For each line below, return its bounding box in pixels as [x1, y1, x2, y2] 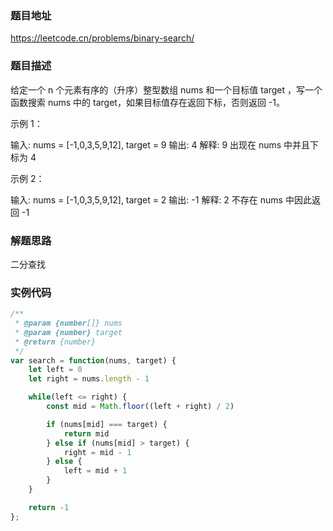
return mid [63, 428, 110, 439]
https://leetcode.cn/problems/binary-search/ [10, 32, 195, 44]
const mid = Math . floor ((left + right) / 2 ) [46, 402, 235, 412]
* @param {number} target [14, 327, 123, 337]
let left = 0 [28, 365, 83, 375]
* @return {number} [14, 337, 97, 347]
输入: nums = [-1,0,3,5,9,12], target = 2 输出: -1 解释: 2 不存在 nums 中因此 [10, 193, 312, 206]
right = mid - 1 [63, 447, 132, 457]
